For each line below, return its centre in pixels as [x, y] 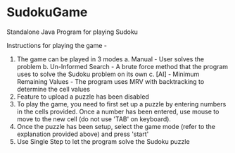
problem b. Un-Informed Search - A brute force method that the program [122, 66]
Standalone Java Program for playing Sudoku [72, 32]
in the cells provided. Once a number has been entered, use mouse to [118, 111]
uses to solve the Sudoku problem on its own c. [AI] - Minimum [108, 74]
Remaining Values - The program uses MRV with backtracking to [110, 81]
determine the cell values [53, 89]
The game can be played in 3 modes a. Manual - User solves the [110, 59]
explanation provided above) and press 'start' [83, 134]
